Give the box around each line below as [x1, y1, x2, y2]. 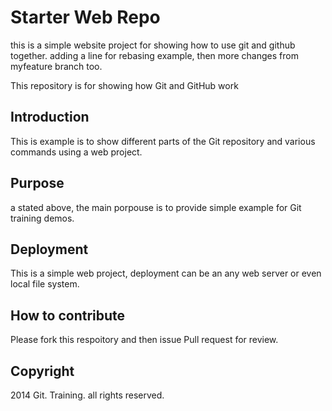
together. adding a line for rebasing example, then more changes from [10, 49, 299, 61]
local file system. [10, 278, 80, 290]
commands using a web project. [10, 146, 143, 158]
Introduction [10, 109, 90, 126]
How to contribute [10, 307, 126, 324]
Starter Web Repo [10, 6, 161, 29]
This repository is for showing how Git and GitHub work [10, 79, 239, 91]
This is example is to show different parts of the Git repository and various [10, 135, 316, 147]
